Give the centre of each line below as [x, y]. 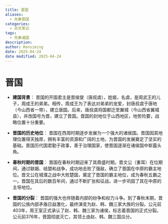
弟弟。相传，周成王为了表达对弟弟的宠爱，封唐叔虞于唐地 [98, 103]
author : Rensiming [24, 47]
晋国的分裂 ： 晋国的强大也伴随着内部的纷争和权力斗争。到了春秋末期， [85, 198]
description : [19, 42]
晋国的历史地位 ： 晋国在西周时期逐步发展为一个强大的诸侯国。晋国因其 [85, 133]
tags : [11, 33]
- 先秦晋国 [19, 19]
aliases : [14, 14]
